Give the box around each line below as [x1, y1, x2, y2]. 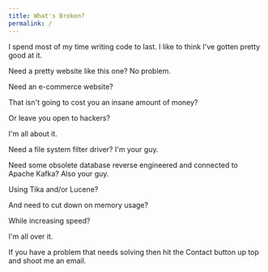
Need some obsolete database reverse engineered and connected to [8, 159, 239, 170]
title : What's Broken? [8, 11, 85, 20]
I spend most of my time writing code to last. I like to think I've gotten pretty [8, 41, 261, 51]
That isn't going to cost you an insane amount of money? [8, 97, 198, 107]
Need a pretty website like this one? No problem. [8, 66, 172, 75]
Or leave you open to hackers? [8, 113, 111, 122]
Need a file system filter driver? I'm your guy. [8, 144, 159, 154]
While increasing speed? [8, 215, 91, 225]
